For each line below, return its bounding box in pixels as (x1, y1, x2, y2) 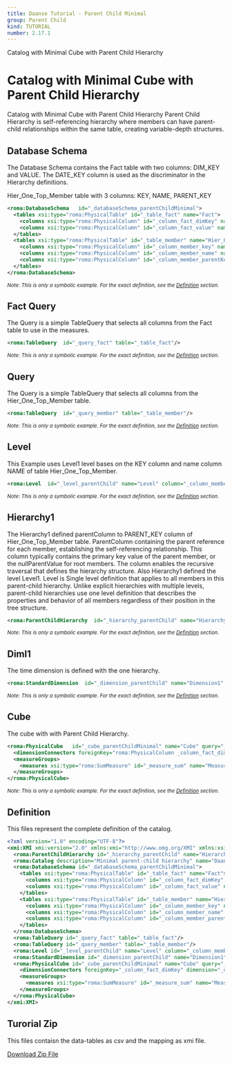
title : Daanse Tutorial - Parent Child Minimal (7, 10, 147, 17)
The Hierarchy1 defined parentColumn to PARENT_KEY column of (7, 530, 193, 538)
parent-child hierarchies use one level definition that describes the (7, 589, 197, 597)
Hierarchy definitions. (7, 178, 69, 186)
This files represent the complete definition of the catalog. (7, 824, 173, 832)
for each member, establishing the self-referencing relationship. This (7, 545, 202, 553)
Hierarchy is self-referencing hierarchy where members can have (7, 118, 193, 126)
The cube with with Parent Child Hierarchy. (7, 729, 129, 738)
